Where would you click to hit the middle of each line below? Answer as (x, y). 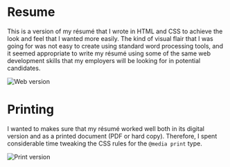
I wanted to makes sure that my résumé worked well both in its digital (106, 128)
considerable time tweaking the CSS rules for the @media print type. (105, 143)
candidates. (24, 68)
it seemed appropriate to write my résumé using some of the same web (109, 53)
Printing (30, 110)
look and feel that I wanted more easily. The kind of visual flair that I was (110, 38)
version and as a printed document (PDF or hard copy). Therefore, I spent (112, 136)
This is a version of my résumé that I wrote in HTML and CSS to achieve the (115, 31)
